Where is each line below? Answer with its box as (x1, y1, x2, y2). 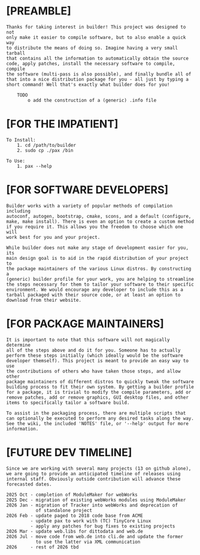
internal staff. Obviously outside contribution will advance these (6, 476, 181, 482)
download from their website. (6, 297, 82, 303)
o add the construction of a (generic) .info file (28, 97, 157, 103)
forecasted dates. (6, 481, 52, 487)
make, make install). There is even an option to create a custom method (6, 219, 195, 225)
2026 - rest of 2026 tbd (6, 544, 79, 550)
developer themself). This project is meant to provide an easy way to (6, 357, 189, 363)
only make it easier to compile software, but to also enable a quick (6, 34, 186, 40)
